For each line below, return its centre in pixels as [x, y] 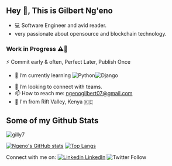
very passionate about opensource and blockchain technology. [90, 33]
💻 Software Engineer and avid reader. [61, 25]
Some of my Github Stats [52, 120]
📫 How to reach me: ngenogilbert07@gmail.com [73, 94]
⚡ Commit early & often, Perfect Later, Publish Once [68, 62]
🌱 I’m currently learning [43, 75]
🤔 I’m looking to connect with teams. [58, 87]
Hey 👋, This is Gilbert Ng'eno [59, 11]
